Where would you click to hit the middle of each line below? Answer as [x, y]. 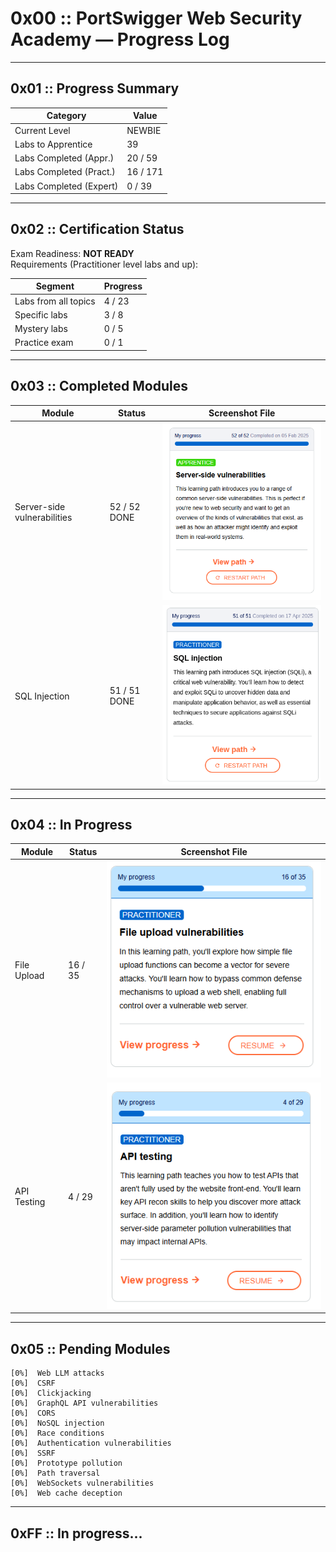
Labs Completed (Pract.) [65, 172]
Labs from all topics [55, 301]
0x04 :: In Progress [71, 825]
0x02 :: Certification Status [97, 229]
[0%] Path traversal [55, 1473]
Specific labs [41, 314]
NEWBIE [144, 130]
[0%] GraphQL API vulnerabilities [84, 1403]
